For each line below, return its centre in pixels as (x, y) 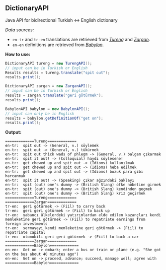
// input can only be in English (40, 114)
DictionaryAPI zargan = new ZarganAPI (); (49, 86)
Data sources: (20, 30)
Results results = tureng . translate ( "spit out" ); (58, 72)
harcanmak (15, 176)
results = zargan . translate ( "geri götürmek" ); (54, 96)
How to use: (18, 54)
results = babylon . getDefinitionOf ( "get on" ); (54, 118)
